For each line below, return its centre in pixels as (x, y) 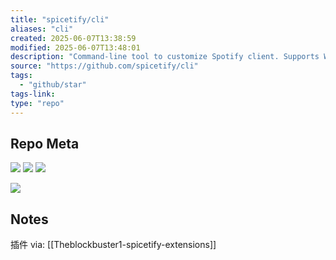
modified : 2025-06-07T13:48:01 (75, 47)
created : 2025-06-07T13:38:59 (73, 38)
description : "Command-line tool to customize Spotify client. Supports (165, 57)
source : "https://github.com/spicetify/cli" (104, 66)
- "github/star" (53, 85)
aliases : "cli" (42, 29)
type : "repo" (37, 103)
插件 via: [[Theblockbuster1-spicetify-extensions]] (113, 245)
